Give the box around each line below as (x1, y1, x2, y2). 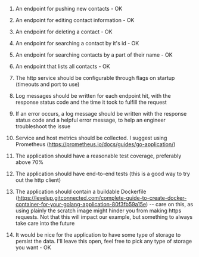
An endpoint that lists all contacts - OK (15, 63, 111, 70)
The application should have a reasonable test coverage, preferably (15, 152, 182, 159)
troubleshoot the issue (15, 123, 71, 130)
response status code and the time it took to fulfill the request (15, 98, 167, 106)
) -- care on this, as (145, 201, 193, 208)
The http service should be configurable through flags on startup (15, 75, 175, 81)
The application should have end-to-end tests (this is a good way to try (15, 170, 190, 177)
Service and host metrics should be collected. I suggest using (15, 134, 167, 141)
